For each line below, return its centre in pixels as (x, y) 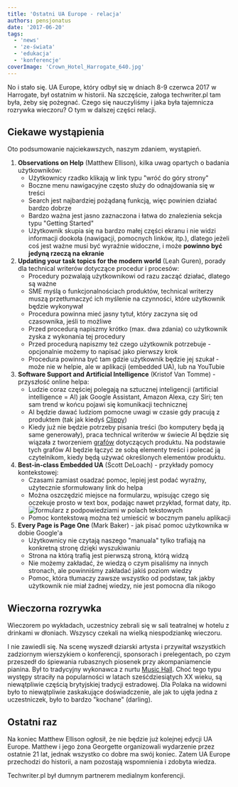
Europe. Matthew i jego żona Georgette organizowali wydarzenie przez (111, 746)
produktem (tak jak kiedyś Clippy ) (77, 419)
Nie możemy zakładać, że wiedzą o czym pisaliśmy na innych (118, 563)
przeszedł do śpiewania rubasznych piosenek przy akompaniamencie (109, 662)
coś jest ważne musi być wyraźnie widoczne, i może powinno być (125, 246)
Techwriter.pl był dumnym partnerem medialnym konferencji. (96, 776)
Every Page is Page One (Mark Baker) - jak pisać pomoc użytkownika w (123, 525)
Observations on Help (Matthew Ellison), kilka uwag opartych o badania (123, 163)
